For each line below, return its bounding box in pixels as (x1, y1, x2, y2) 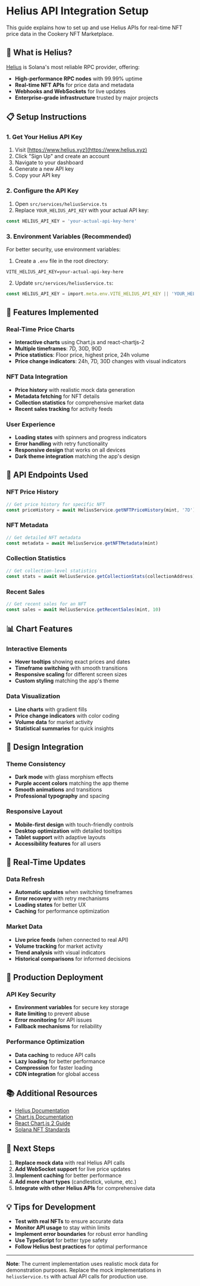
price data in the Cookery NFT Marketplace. (6, 30, 114, 37)
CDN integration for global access (14, 1070, 100, 1077)
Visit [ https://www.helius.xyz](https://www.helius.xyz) (14, 146, 148, 153)
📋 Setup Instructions (6, 112, 87, 122)
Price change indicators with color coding (14, 712, 120, 719)
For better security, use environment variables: (6, 246, 121, 253)
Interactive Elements (6, 644, 67, 653)
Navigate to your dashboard (14, 159, 84, 166)
